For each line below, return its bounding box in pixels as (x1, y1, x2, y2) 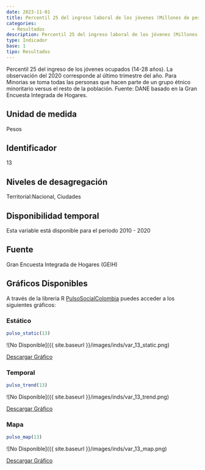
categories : (6, 20, 37, 26)
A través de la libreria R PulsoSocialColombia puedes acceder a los (6, 294, 175, 302)
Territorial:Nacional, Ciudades (6, 193, 81, 200)
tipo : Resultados (6, 49, 51, 55)
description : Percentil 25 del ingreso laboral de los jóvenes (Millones (6, 32, 198, 38)
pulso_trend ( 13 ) (6, 382, 48, 388)
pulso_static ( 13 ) (6, 330, 51, 336)
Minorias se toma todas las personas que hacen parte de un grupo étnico (6, 78, 191, 85)
